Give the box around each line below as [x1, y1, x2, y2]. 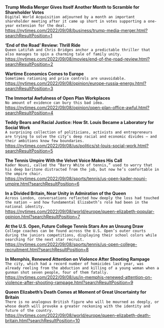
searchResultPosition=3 [5, 86, 54, 91]
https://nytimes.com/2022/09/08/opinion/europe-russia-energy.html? [5, 81, 146, 86]
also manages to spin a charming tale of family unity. [5, 52, 122, 57]
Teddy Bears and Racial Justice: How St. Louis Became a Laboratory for [5, 119, 154, 125]
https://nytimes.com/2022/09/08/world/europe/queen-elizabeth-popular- [5, 209, 155, 214]
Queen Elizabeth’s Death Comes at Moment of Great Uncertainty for [5, 289, 146, 295]
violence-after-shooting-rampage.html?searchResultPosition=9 [5, 280, 134, 285]
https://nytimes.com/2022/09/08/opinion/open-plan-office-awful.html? [5, 105, 150, 110]
